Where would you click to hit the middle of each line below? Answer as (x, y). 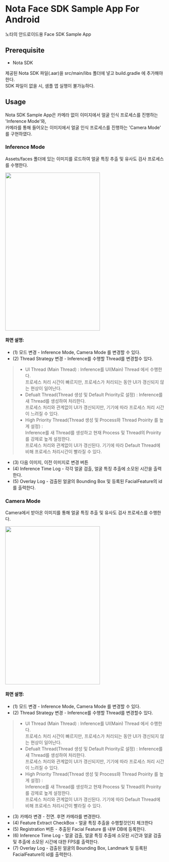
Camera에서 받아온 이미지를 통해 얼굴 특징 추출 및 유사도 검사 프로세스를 (76, 513)
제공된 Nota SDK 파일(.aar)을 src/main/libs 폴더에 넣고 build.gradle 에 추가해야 (84, 73)
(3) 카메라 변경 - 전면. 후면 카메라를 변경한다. (57, 816)
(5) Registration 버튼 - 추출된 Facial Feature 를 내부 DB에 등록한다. (79, 829)
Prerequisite (25, 50)
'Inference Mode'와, (26, 121)
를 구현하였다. (19, 134)
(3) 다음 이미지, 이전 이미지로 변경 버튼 (50, 462)
